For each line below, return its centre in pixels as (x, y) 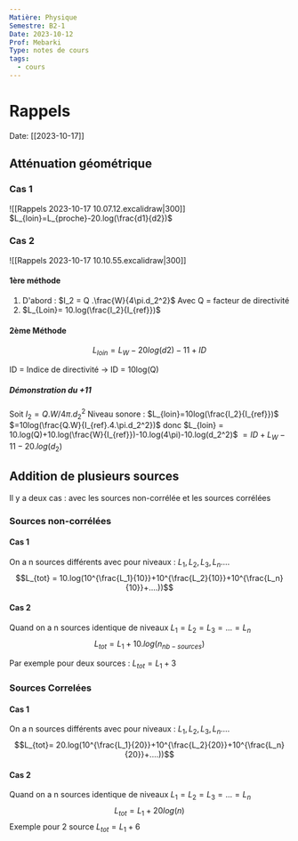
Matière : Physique (43, 17)
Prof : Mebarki (36, 42)
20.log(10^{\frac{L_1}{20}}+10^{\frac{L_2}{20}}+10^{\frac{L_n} (170, 745)
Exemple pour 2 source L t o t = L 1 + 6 (75, 828)
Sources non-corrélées (60, 521)
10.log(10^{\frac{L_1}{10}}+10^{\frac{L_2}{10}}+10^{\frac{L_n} (171, 578)
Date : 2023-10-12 (41, 34)
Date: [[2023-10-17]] (47, 135)
